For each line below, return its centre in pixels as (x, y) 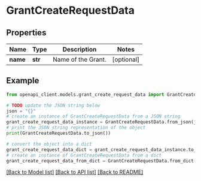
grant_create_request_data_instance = (54, 122)
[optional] (126, 59)
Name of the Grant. (80, 59)
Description (80, 49)
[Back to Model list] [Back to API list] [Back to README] (75, 172)
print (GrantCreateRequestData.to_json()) (59, 133)
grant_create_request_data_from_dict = (56, 161)
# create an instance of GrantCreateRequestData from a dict (84, 155)
